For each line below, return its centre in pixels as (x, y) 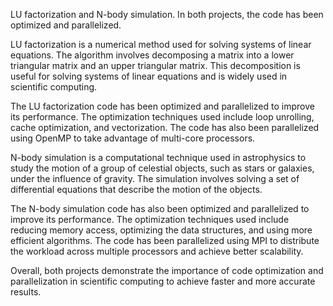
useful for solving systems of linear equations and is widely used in (149, 76)
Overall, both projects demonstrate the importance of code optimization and (167, 270)
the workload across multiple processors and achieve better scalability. (157, 251)
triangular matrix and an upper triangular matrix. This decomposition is (155, 65)
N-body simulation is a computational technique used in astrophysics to (158, 157)
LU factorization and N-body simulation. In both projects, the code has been (167, 14)
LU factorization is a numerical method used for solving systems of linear (161, 44)
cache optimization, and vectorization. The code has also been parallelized (165, 127)
